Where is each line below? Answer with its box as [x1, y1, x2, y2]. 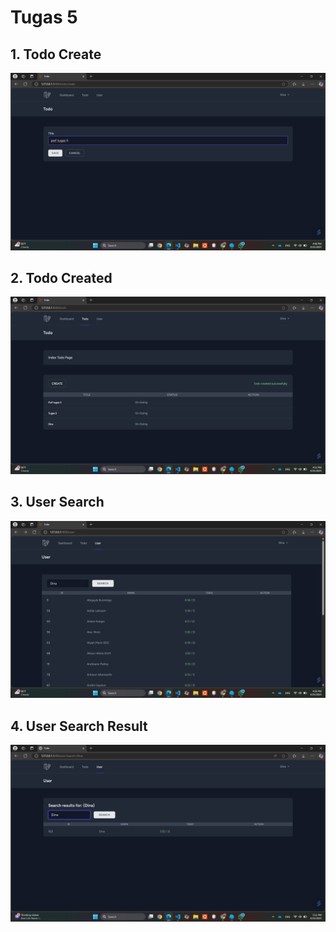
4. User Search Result [10, 717, 148, 735]
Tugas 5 [10, 6, 78, 29]
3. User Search [10, 494, 105, 511]
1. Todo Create [10, 46, 102, 63]
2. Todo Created [10, 269, 113, 286]
